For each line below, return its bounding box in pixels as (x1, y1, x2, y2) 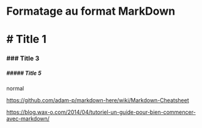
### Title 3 (6, 54, 40, 62)
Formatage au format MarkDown (6, 4, 176, 18)
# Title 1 (6, 32, 47, 47)
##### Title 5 (6, 69, 42, 77)
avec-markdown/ (6, 115, 50, 122)
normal (6, 85, 24, 92)
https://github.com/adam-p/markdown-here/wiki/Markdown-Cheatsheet (6, 97, 190, 104)
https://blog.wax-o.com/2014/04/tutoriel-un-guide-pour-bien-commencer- (6, 108, 196, 116)
